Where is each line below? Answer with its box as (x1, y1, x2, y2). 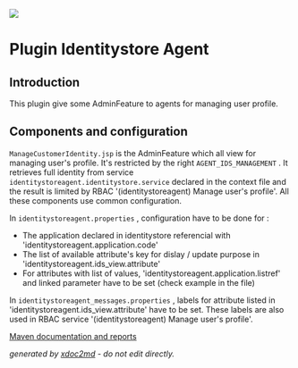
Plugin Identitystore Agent (9, 39, 209, 60)
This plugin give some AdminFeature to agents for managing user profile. (9, 98, 279, 109)
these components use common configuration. (9, 195, 182, 205)
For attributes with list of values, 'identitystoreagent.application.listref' (21, 268, 281, 279)
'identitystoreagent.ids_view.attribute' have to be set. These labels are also (9, 304, 285, 314)
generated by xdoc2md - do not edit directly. (9, 348, 175, 359)
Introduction (9, 74, 81, 89)
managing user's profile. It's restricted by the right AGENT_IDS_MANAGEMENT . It (9, 157, 288, 168)
